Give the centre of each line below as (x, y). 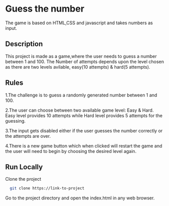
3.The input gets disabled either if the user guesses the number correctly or (84, 131)
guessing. (16, 121)
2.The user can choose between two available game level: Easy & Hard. (79, 110)
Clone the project (23, 179)
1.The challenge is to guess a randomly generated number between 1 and (81, 95)
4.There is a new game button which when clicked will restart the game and (84, 146)
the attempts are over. (28, 136)
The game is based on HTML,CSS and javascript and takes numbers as (79, 23)
